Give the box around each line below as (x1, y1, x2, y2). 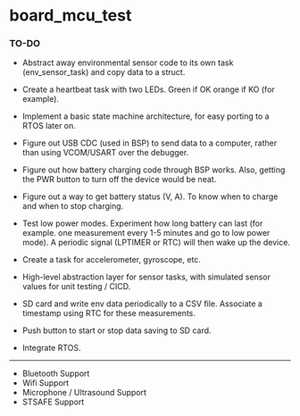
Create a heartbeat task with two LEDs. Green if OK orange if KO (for (21, 84, 275, 95)
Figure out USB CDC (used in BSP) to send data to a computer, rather (21, 137, 278, 148)
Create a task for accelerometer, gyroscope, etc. (21, 254, 201, 265)
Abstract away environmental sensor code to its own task (21, 57, 234, 68)
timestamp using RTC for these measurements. (21, 308, 196, 319)
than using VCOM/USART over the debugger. (21, 147, 189, 158)
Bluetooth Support (21, 368, 90, 379)
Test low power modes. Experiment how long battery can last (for (21, 218, 263, 229)
